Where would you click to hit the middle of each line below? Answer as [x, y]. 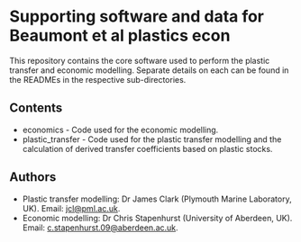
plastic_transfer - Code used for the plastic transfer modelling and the [152, 139]
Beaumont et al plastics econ [120, 36]
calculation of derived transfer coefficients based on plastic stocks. [147, 148]
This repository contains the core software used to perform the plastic [140, 60]
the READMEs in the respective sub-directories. [98, 79]
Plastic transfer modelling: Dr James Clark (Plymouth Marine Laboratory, [157, 199]
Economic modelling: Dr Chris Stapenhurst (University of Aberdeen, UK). [157, 218]
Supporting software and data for [137, 17]
